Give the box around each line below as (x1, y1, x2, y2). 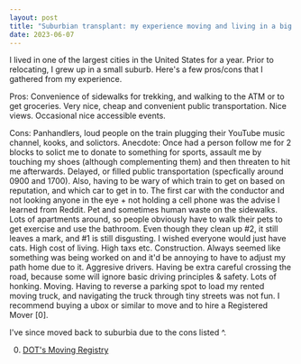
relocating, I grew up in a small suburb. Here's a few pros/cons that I (9, 64, 263, 75)
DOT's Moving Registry (22, 344, 109, 356)
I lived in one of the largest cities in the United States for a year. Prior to (9, 55, 275, 66)
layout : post (9, 13, 59, 23)
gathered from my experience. (9, 74, 123, 85)
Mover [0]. (9, 310, 49, 321)
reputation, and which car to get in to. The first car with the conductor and (9, 186, 286, 196)
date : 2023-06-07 (9, 30, 75, 39)
